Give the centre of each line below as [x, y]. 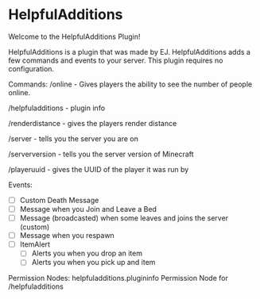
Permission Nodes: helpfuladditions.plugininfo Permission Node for [118, 278]
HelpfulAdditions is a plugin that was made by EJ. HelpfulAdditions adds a [129, 52]
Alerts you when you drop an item [87, 253]
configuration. [31, 68]
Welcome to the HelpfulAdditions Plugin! [74, 36]
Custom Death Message [59, 200]
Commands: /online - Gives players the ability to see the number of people [130, 84]
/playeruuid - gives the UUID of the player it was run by [99, 169]
